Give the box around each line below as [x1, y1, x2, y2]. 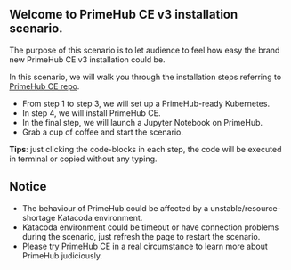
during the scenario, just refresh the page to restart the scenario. [21, 231, 261, 241]
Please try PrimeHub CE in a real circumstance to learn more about [21, 241, 269, 251]
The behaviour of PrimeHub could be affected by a [21, 202, 209, 213]
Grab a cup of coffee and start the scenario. [21, 127, 184, 137]
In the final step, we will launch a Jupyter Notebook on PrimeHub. [21, 117, 263, 127]
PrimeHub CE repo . [9, 80, 80, 92]
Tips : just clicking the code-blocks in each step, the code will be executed [9, 143, 282, 154]
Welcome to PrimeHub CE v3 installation [9, 7, 238, 22]
